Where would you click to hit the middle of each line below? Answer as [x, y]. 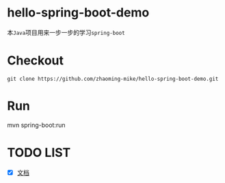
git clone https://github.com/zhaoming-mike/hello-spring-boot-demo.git [113, 79]
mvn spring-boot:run [36, 125]
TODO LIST [39, 153]
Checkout [35, 61]
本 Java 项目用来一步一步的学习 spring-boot [66, 32]
